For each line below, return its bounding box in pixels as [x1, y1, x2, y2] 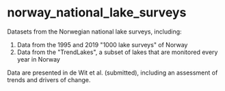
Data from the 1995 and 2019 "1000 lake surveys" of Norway [16, 40, 188, 49]
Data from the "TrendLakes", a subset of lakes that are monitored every [16, 48, 218, 56]
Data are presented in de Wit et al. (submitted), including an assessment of [7, 68, 218, 77]
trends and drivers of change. [7, 75, 91, 83]
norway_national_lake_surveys [7, 5, 187, 21]
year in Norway [16, 55, 60, 63]
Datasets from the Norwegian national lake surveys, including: [7, 27, 183, 36]
